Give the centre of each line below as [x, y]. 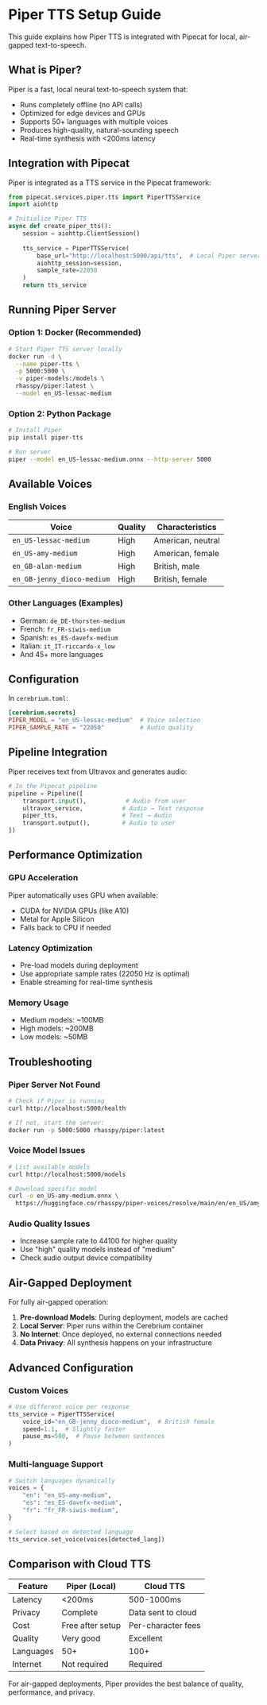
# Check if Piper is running [56, 1101]
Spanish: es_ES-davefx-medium [69, 637]
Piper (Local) [91, 1587]
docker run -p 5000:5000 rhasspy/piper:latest [87, 1130]
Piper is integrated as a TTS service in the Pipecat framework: [110, 182]
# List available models [49, 1167]
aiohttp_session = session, [80, 263]
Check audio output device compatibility [86, 1258]
